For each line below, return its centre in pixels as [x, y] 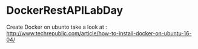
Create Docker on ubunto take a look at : [57, 27]
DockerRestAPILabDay [65, 10]
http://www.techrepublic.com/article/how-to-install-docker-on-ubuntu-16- [99, 33]
